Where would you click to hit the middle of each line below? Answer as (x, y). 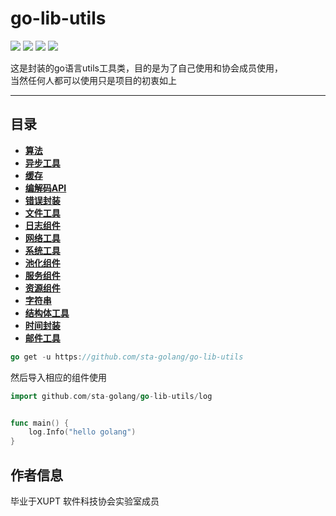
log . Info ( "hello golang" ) (82, 432)
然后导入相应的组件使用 (58, 377)
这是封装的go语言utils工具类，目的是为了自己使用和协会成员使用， (147, 68)
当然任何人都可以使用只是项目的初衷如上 (93, 80)
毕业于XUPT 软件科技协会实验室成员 (85, 501)
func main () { (40, 423)
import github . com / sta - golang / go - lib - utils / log (111, 396)
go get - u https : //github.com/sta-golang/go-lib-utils (127, 357)
